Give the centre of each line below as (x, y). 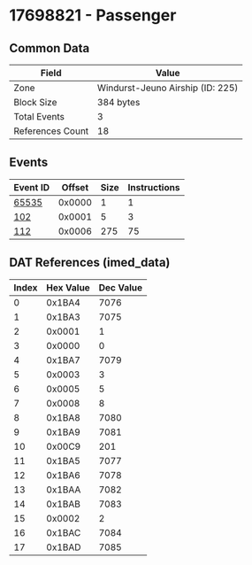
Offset (75, 187)
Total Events (39, 116)
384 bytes (118, 102)
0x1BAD (64, 547)
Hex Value (68, 287)
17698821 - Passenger (93, 15)
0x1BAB (64, 504)
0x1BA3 (64, 317)
